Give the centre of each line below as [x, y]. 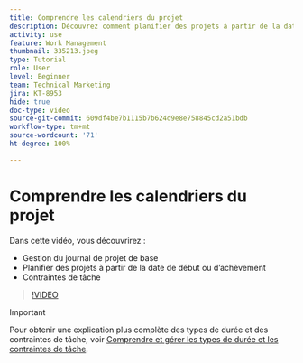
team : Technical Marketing [60, 85]
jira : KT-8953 [36, 93]
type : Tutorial [38, 60]
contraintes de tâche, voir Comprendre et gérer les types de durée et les [144, 339]
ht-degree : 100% [40, 144]
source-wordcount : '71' [54, 135]
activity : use [36, 34]
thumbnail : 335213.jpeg [54, 51]
